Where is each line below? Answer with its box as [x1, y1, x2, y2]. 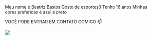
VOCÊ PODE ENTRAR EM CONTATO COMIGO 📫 [5, 19, 102, 25]
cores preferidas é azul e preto [5, 9, 67, 15]
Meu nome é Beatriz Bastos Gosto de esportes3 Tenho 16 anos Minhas [5, 4, 148, 10]
